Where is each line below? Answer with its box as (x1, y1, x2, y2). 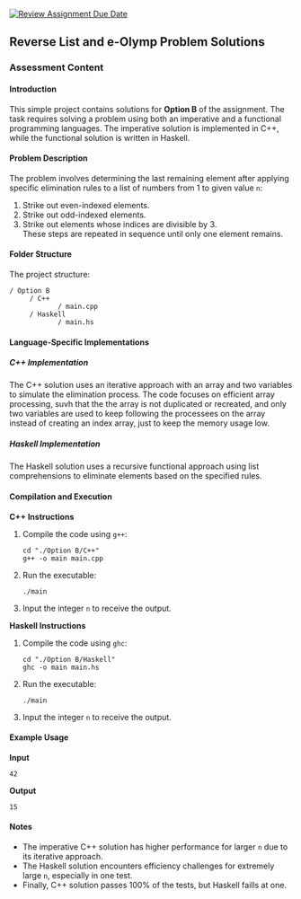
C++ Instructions (9, 511, 75, 522)
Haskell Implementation (9, 438, 101, 449)
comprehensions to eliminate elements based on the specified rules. (9, 471, 262, 481)
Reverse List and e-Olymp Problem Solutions (9, 34, 265, 49)
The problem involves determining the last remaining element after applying (9, 172, 289, 183)
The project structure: (9, 269, 91, 279)
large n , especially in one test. (22, 870, 133, 881)
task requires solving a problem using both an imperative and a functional (9, 113, 281, 124)
